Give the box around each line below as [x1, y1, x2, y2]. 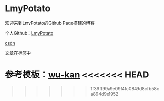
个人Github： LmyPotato [5, 30, 54, 36]
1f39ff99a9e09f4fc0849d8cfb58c [90, 85, 160, 91]
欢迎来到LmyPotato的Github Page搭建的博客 [5, 20, 95, 25]
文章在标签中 [5, 50, 31, 56]
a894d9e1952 [90, 91, 119, 97]
